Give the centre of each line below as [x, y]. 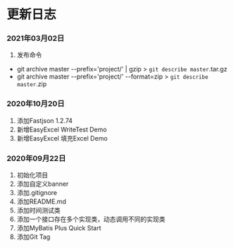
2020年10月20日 [36, 104]
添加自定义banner [43, 184]
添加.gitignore [37, 193]
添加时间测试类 [38, 211]
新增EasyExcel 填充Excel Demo [62, 138]
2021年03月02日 [36, 38]
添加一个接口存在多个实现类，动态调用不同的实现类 [91, 219]
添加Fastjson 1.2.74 [45, 120]
